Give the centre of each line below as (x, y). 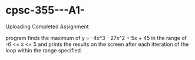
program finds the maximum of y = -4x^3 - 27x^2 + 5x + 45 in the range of (96, 38)
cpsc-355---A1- (45, 10)
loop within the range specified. (44, 50)
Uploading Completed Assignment (47, 26)
